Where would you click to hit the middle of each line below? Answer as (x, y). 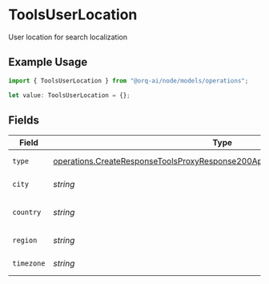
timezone (29, 264)
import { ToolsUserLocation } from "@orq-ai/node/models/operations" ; (128, 81)
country (27, 213)
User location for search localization (68, 37)
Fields (24, 120)
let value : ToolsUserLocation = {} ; (69, 95)
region (25, 241)
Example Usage (48, 62)
